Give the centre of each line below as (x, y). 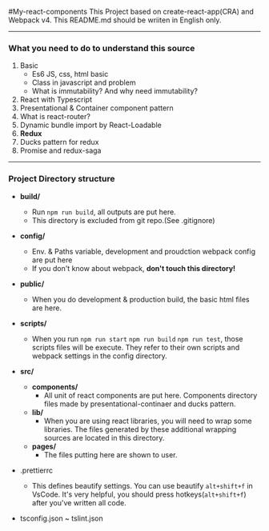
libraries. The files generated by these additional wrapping (140, 429)
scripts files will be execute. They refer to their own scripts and (136, 347)
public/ (32, 284)
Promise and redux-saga (60, 150)
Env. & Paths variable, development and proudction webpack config (144, 251)
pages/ (44, 446)
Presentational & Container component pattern (96, 108)
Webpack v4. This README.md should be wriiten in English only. (115, 20)
